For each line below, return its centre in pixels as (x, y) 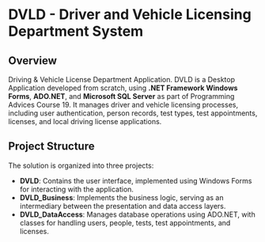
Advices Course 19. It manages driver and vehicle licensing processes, (123, 105)
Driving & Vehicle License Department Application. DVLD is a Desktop (122, 79)
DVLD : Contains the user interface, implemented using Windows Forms (136, 180)
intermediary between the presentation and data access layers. (123, 206)
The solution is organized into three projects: (81, 165)
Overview (33, 60)
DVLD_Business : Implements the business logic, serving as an (121, 197)
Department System (76, 31)
